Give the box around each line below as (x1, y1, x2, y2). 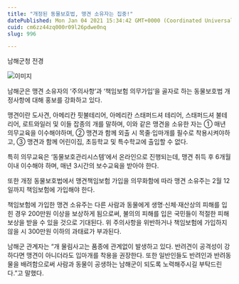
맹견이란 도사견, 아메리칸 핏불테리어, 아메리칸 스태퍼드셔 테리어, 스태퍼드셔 (7, 111, 215, 119)
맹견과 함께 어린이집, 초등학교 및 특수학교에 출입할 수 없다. (27, 138, 188, 146)
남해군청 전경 (7, 57, 44, 65)
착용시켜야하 (195, 129, 230, 137)
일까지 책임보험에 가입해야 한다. (7, 185, 95, 194)
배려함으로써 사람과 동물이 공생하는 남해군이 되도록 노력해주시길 (20, 260, 198, 268)
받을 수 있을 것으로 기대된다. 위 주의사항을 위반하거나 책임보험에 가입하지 (26, 218, 228, 227)
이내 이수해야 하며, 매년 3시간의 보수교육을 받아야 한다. (7, 161, 159, 170)
